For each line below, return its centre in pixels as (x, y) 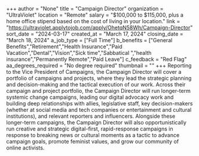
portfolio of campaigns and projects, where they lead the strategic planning (99, 78)
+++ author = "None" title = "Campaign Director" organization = (85, 9)
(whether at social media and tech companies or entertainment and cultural (99, 110)
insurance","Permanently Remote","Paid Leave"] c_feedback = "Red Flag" (97, 59)
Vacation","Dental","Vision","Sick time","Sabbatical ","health (79, 53)
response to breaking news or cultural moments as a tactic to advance (93, 135)
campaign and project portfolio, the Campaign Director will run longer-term (99, 91)
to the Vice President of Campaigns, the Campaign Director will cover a (94, 72)
